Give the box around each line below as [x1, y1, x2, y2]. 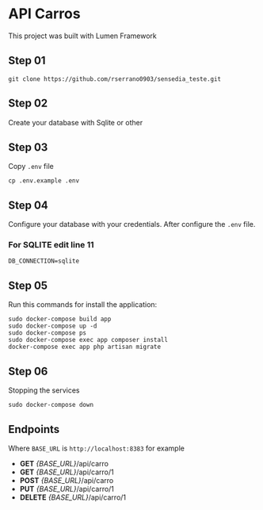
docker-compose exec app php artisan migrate [8, 343, 161, 351]
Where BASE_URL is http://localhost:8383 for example [8, 443, 185, 453]
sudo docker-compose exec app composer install [8, 336, 169, 344]
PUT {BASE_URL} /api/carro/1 [19, 484, 115, 493]
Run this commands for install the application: [8, 300, 158, 309]
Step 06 [8, 364, 48, 378]
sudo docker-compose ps [8, 329, 87, 337]
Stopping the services [8, 385, 80, 395]
